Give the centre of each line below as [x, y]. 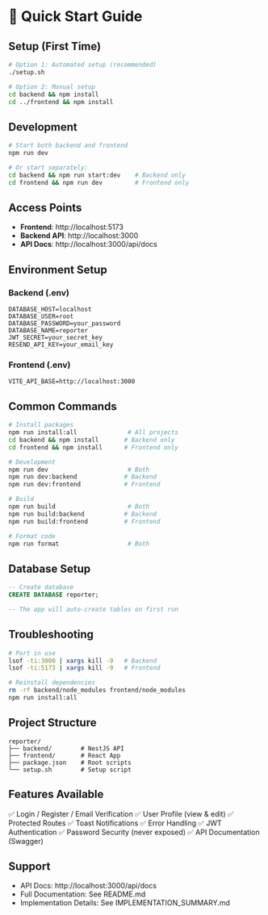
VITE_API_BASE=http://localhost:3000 [72, 382]
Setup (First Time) [55, 46]
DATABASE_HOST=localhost [50, 310]
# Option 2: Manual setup [52, 87]
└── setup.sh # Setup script [70, 770]
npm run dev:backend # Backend [83, 477]
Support [29, 866]
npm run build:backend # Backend [83, 514]
